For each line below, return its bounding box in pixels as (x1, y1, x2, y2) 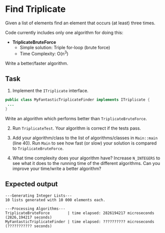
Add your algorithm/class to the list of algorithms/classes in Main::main (12, 135, 158, 141)
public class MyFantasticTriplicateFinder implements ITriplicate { (5, 97, 150, 102)
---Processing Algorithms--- (5, 206, 66, 211)
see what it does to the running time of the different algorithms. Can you (12, 160, 161, 166)
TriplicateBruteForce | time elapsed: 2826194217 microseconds (5, 210, 155, 216)
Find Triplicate (5, 3, 66, 15)
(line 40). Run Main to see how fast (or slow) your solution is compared (12, 140, 157, 146)
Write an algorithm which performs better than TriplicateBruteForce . (5, 116, 147, 122)
